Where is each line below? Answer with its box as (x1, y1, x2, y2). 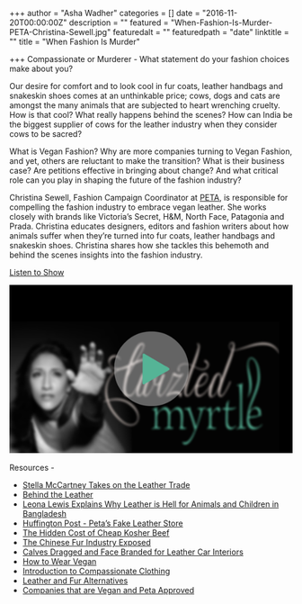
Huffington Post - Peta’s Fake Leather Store (22, 518, 183, 528)
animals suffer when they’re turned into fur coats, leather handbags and (9, 230, 276, 241)
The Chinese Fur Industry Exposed (22, 536, 151, 547)
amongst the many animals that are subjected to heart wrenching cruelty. (9, 100, 280, 111)
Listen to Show (9, 267, 65, 277)
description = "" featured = (68, 17, 169, 28)
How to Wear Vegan (22, 555, 97, 566)
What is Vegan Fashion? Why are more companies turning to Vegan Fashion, (9, 146, 293, 157)
